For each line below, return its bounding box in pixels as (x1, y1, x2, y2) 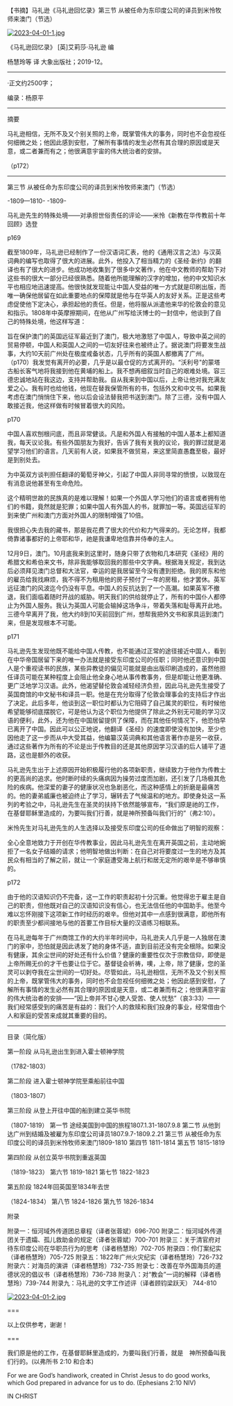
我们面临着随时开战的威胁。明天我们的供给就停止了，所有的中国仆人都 (19, 592, 220, 601)
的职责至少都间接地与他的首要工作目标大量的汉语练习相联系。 (7, 918, 184, 927)
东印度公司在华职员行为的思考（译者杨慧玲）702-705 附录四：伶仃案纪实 (12, 1244, 222, 1252)
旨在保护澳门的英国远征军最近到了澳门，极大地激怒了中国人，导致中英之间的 (7, 332, 226, 340)
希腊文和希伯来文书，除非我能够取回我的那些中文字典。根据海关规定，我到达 (7, 558, 226, 566)
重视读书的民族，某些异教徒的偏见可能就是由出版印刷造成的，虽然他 (25, 665, 220, 672)
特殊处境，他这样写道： (19, 318, 87, 325)
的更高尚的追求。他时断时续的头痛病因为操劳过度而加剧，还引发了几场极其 (7, 774, 220, 782)
